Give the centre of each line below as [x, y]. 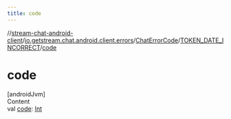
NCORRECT [24, 47]
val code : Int [25, 108]
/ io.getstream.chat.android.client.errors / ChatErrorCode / [101, 40]
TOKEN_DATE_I [202, 40]
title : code [24, 13]
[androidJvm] [26, 94]
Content [19, 101]
